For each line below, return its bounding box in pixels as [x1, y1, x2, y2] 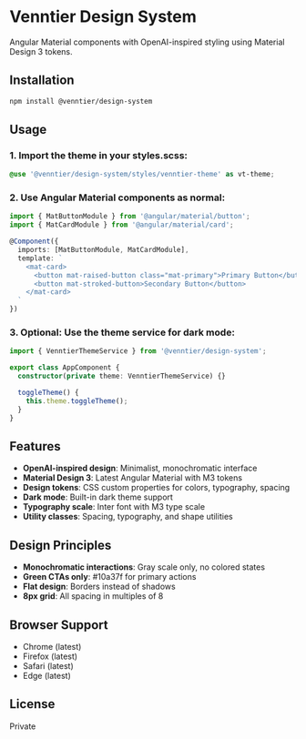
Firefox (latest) [22, 651, 78, 662]
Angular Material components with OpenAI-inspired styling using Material [9, 36, 285, 47]
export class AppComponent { [9, 363, 120, 372]
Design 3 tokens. [9, 46, 73, 56]
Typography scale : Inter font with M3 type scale [22, 501, 206, 512]
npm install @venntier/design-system [9, 96, 153, 106]
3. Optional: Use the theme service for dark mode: [9, 326, 235, 339]
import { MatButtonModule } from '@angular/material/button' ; [9, 212, 250, 221]
